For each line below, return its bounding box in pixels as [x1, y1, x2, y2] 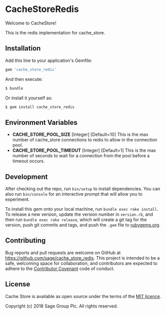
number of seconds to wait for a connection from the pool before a [12, 153, 150, 159]
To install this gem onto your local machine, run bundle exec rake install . [5, 206, 159, 212]
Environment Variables [5, 118, 78, 127]
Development [5, 172, 48, 181]
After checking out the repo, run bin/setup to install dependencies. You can [5, 186, 161, 192]
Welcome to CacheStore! [5, 20, 56, 26]
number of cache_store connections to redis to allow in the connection [12, 137, 158, 143]
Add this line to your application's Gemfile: [5, 57, 92, 63]
